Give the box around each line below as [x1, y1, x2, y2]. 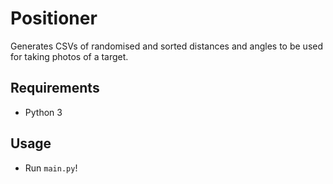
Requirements [10, 80, 100, 97]
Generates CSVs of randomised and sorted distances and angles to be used [10, 40, 324, 52]
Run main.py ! [24, 162, 78, 174]
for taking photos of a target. [10, 50, 129, 62]
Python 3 [24, 106, 63, 118]
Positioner [10, 7, 98, 30]
